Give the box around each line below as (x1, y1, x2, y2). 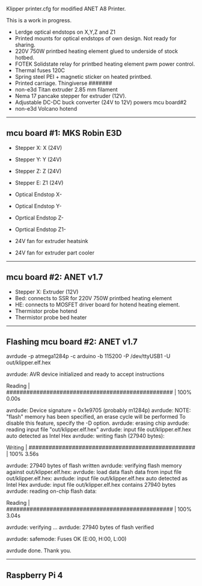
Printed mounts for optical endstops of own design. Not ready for (14, 35, 177, 42)
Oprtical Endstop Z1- (14, 226, 66, 233)
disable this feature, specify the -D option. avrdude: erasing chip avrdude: (6, 419, 189, 427)
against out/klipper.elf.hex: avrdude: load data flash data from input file (6, 469, 182, 476)
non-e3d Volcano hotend (14, 105, 77, 112)
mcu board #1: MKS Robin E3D (6, 128, 122, 138)
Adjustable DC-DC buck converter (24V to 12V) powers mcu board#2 (14, 99, 187, 106)
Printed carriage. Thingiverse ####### (14, 79, 112, 87)
